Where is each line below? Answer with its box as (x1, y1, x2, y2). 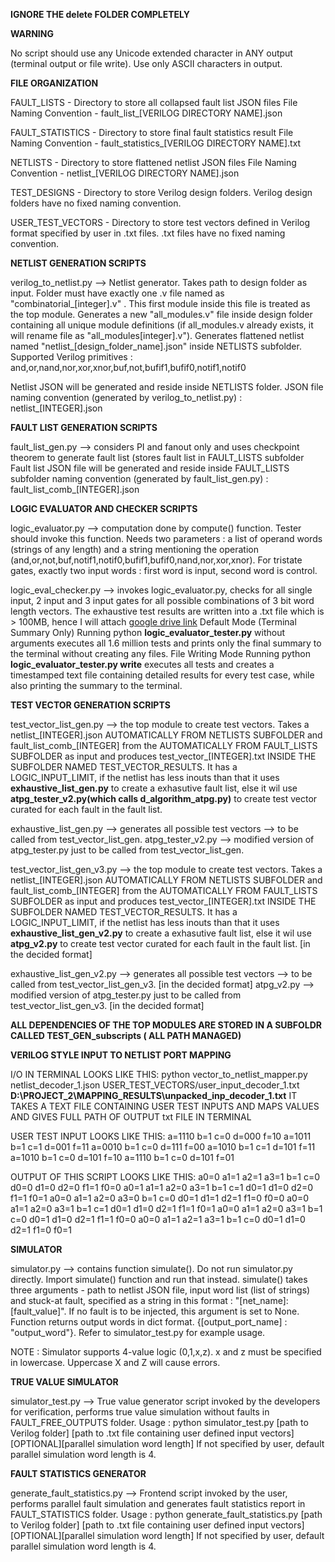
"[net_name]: (234, 1295, 289, 1306)
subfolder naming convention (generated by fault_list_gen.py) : (10, 473, 269, 484)
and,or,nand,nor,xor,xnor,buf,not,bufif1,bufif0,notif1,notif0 (10, 362, 247, 373)
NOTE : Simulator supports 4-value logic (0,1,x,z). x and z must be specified (10, 1346, 322, 1358)
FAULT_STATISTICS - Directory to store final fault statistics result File (10, 127, 294, 138)
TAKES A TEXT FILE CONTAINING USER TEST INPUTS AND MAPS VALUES (10, 1100, 320, 1112)
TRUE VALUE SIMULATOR (10, 1376, 119, 1388)
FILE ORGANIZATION (10, 77, 99, 89)
